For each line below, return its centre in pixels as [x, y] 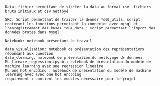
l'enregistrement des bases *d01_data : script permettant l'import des [80, 28]
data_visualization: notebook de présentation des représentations [75, 49]
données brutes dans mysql [32, 32]
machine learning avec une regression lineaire [54, 66]
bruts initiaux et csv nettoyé [37, 11]
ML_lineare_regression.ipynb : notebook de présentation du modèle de [78, 62]
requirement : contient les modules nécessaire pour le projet [71, 79]
